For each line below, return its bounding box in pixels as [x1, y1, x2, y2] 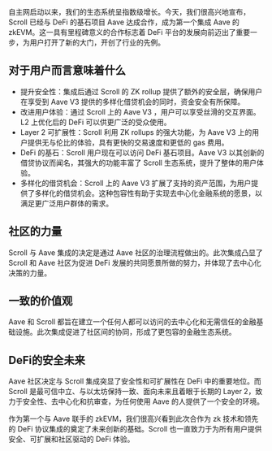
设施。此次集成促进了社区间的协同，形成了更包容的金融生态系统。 [15, 327, 236, 337]
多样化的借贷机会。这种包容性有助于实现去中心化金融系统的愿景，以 [34, 188, 262, 197]
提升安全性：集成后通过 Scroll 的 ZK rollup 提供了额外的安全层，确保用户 [19, 86, 262, 96]
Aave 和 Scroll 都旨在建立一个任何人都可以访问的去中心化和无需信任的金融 [8, 317, 257, 327]
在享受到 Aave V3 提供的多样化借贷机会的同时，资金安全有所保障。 [19, 97, 245, 106]
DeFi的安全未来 [8, 353, 85, 367]
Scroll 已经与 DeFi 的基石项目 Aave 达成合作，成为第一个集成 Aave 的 [8, 17, 240, 27]
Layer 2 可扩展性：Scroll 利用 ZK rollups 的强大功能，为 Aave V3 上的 [19, 127, 253, 137]
